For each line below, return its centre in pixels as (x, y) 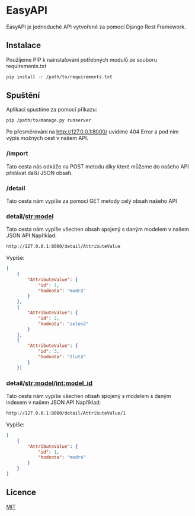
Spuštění (23, 95)
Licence (21, 493)
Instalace (24, 45)
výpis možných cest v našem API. (47, 138)
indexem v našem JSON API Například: (54, 402)
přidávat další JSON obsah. (39, 173)
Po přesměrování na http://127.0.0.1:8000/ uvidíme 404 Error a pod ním (92, 132)
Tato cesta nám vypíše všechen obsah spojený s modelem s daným (89, 396)
